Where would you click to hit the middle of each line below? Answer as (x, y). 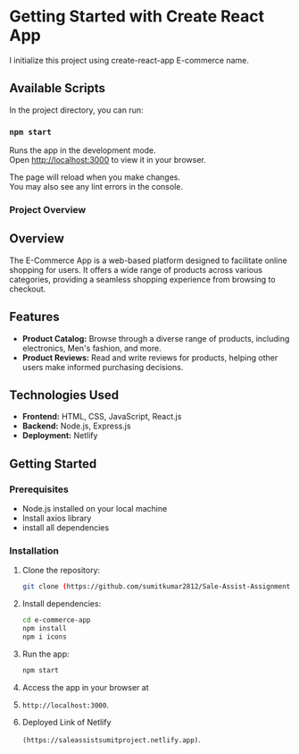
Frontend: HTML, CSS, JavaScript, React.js (102, 417)
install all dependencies (66, 528)
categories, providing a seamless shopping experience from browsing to (142, 279)
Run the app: (46, 654)
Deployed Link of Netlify (66, 722)
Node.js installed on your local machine (95, 509)
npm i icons (44, 637)
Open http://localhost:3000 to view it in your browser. (108, 160)
